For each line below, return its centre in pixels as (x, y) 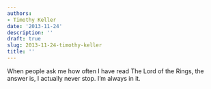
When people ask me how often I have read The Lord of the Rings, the (106, 71)
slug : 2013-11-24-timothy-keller (55, 45)
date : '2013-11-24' (35, 26)
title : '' (21, 52)
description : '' (30, 33)
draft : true (24, 39)
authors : (19, 13)
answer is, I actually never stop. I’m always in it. (74, 78)
